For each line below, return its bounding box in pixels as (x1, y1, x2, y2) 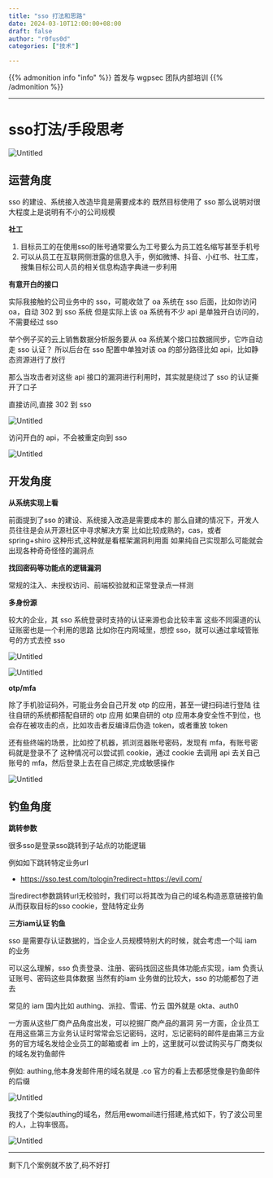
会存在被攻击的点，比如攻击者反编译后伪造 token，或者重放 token (8, 720, 228, 730)
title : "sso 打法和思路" (8, 11, 87, 20)
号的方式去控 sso (8, 635, 66, 644)
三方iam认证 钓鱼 (8, 918, 67, 928)
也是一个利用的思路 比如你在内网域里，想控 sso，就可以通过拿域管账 (29, 625, 260, 635)
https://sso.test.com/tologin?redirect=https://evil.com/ (19, 873, 202, 884)
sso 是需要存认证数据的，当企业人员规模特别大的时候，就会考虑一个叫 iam (8, 935, 258, 945)
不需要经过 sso (8, 317, 58, 327)
